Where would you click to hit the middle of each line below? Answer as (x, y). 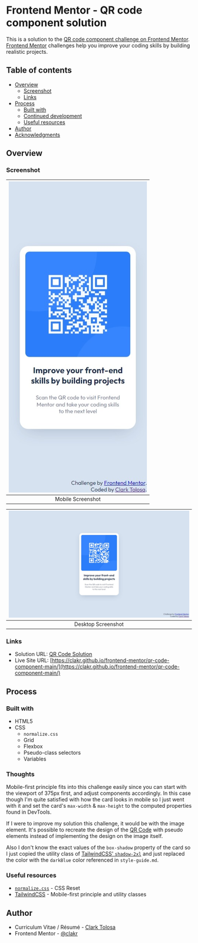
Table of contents (39, 71)
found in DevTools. (29, 812)
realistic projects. (27, 51)
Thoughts (20, 774)
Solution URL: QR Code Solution (53, 654)
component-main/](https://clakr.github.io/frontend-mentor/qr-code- (97, 667)
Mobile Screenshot (78, 499)
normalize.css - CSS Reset (47, 888)
